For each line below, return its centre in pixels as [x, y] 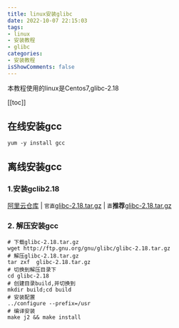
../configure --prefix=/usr [49, 304]
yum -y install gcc [36, 143]
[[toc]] [17, 102]
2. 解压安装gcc [33, 226]
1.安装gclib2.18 [34, 189]
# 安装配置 [21, 297]
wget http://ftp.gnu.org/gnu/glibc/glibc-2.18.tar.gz [89, 249]
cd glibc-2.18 [29, 276]
